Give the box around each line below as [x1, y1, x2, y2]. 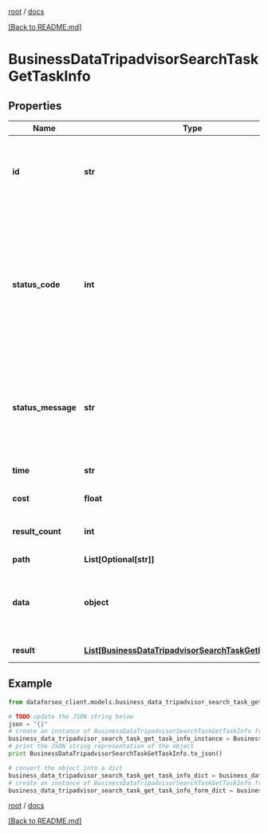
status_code [12, 279, 61, 290]
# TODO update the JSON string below [8, 712, 134, 720]
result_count [12, 526, 61, 536]
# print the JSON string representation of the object [8, 743, 195, 751]
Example [8, 677, 53, 691]
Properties [8, 99, 62, 113]
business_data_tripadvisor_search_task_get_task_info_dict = [8, 771, 216, 779]
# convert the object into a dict [8, 763, 124, 772]
